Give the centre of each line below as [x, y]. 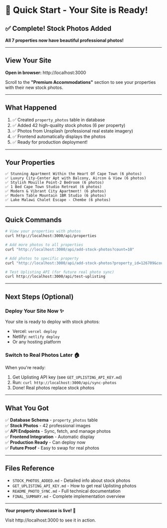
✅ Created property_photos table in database [59, 120]
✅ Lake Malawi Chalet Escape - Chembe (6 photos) [58, 200]
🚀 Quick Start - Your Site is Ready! [77, 10]
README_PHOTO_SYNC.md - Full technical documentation [66, 491]
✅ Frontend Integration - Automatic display [50, 437]
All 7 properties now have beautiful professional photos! [65, 40]
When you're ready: [25, 368]
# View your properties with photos [43, 231]
